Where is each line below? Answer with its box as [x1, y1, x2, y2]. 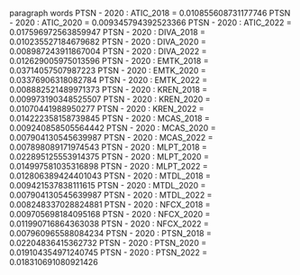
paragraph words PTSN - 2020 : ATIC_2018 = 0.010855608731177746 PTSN [9, 8, 291, 18]
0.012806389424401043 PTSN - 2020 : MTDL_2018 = [9, 170, 212, 181]
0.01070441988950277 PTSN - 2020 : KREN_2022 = [9, 104, 205, 114]
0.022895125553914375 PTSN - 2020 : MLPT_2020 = [9, 151, 210, 161]
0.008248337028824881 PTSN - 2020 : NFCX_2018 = [9, 199, 211, 210]
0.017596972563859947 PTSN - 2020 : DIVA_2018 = [9, 27, 205, 37]
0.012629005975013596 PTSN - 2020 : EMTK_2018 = [9, 56, 209, 66]
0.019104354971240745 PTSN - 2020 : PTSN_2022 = [9, 247, 208, 258]
